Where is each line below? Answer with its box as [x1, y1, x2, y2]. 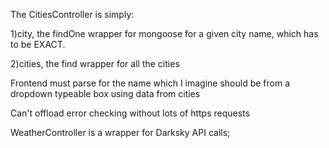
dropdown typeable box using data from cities [10, 88, 201, 99]
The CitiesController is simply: [10, 9, 135, 20]
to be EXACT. [10, 39, 66, 50]
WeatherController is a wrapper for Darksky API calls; [10, 127, 231, 138]
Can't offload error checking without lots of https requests [10, 107, 250, 119]
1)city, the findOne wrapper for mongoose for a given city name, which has [10, 28, 319, 39]
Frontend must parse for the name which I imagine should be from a [10, 77, 291, 89]
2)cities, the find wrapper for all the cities [10, 58, 180, 69]
